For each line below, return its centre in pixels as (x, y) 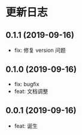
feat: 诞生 (26, 126)
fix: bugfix (27, 84)
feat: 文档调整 (31, 91)
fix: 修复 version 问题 (40, 50)
